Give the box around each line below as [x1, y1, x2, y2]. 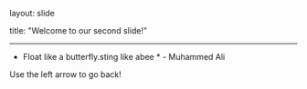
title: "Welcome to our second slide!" [9, 25, 148, 35]
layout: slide [9, 8, 55, 18]
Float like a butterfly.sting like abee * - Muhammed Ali [22, 52, 226, 62]
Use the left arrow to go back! [9, 69, 122, 80]
